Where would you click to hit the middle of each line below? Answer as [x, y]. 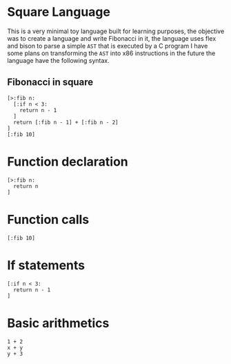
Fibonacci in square [50, 83]
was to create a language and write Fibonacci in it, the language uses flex [112, 38]
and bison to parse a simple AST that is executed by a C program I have [108, 46]
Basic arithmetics [58, 323]
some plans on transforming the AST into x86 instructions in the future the [111, 53]
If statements [46, 265]
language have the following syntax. [58, 60]
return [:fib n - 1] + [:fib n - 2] [66, 122]
